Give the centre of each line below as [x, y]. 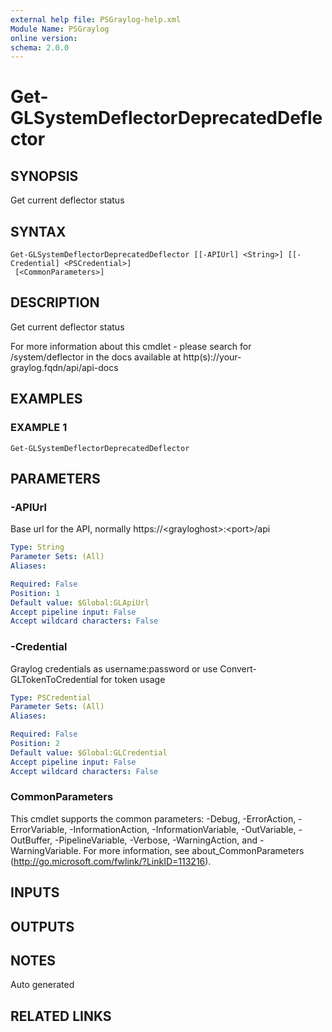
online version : [44, 38]
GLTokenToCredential [54, 679]
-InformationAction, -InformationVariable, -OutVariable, [183, 829]
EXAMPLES [46, 399]
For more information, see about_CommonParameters [194, 850]
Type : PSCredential [51, 697]
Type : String [37, 547]
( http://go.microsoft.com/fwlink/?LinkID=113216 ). [111, 861]
